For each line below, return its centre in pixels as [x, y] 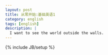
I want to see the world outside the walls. [57, 33]
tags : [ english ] [22, 24]
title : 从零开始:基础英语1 [30, 14]
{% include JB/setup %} [30, 47]
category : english [24, 19]
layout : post [19, 10]
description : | [21, 28]
